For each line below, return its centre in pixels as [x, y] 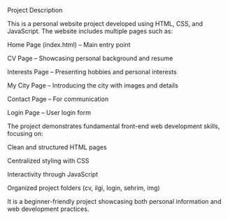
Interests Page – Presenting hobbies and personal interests [92, 72]
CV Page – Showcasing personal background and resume [90, 58]
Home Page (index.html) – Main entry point [69, 44]
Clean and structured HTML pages [57, 147]
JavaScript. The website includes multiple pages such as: [90, 31]
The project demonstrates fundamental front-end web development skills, [114, 126]
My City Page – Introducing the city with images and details [93, 85]
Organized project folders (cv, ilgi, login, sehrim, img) [84, 188]
